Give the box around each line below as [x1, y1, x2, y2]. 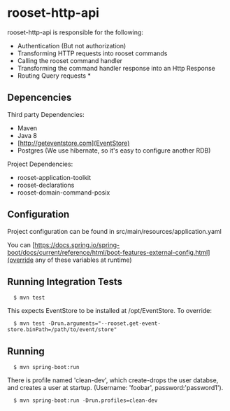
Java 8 [17, 131, 37, 139]
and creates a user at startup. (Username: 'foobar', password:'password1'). [7, 384, 224, 392]
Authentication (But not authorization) [17, 41, 127, 50]
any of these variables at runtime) [34, 256, 132, 264]
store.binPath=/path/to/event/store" [7, 326, 117, 333]
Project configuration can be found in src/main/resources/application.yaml [7, 227, 222, 235]
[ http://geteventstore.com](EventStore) [17, 139, 130, 147]
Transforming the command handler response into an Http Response [17, 64, 215, 72]
